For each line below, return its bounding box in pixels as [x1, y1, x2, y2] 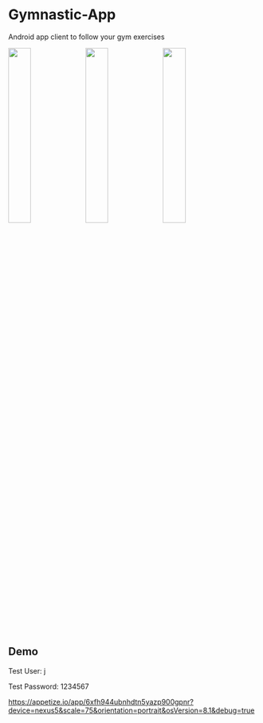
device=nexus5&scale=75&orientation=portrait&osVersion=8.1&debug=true [8, 705, 255, 715]
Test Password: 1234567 [8, 682, 89, 691]
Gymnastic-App [8, 6, 116, 24]
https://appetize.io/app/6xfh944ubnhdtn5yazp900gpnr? [8, 697, 194, 706]
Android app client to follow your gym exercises [8, 32, 165, 41]
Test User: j [8, 666, 46, 675]
